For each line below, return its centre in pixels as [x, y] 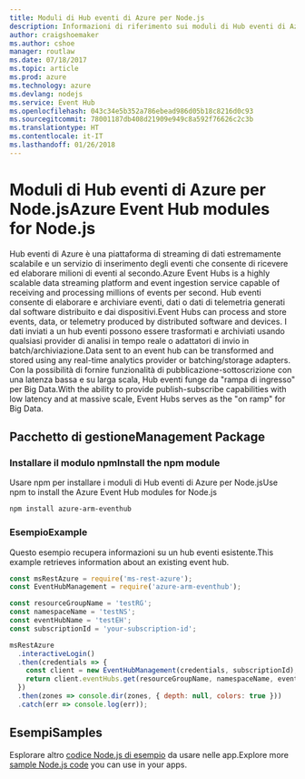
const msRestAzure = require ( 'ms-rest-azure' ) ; [101, 579]
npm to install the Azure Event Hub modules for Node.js [113, 492]
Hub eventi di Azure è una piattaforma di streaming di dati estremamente [145, 253]
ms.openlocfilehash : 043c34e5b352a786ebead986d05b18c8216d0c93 [132, 111]
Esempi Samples [56, 733]
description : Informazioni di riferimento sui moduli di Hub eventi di [148, 26]
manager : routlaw [42, 52]
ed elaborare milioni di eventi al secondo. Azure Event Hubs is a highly [140, 273]
